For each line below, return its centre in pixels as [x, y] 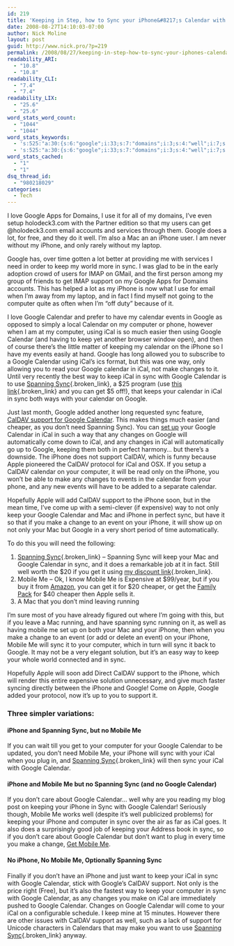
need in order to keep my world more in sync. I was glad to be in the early [113, 266]
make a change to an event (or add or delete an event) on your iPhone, [109, 638]
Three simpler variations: [51, 714]
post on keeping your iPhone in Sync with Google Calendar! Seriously [107, 807]
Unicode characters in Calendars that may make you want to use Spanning [114, 928]
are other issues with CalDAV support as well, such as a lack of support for [115, 920]
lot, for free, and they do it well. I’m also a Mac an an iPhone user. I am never [117, 238]
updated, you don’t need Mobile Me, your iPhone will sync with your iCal [111, 753]
